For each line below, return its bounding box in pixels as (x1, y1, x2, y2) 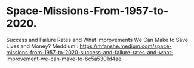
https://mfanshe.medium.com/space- (79, 43, 172, 50)
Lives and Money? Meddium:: (6, 43, 79, 50)
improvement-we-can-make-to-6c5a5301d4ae (6, 55, 122, 62)
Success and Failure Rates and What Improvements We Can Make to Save (6, 36, 189, 43)
